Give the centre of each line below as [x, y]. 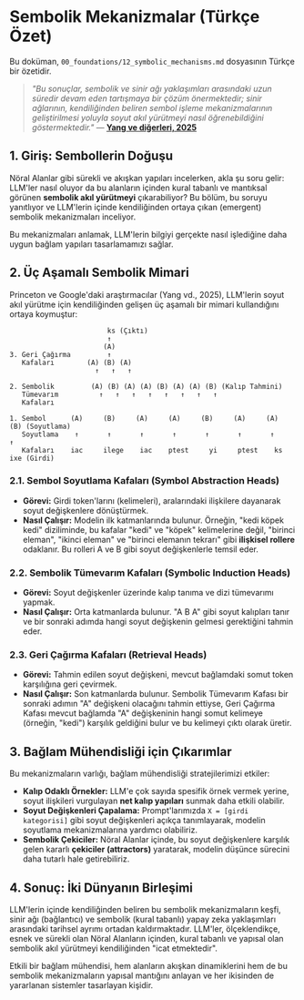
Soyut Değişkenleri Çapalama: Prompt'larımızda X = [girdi [135, 811]
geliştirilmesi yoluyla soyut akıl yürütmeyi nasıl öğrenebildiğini [147, 117]
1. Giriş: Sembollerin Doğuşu [91, 156]
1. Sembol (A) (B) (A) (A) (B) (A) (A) [144, 418]
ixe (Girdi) [32, 458]
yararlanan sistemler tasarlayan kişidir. [81, 985]
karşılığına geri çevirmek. [70, 684]
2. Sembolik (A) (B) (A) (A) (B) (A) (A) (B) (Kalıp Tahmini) [146, 386]
